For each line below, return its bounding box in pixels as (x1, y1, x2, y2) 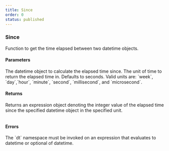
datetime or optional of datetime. (5, 140, 74, 146)
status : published (5, 17, 44, 22)
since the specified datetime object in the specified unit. (5, 107, 123, 113)
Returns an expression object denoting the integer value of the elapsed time (5, 102, 164, 108)
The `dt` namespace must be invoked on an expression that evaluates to (5, 135, 156, 141)
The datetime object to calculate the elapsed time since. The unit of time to (5, 68, 162, 74)
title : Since (5, 7, 33, 13)
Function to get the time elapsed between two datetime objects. (5, 45, 139, 51)
